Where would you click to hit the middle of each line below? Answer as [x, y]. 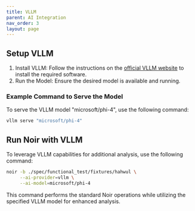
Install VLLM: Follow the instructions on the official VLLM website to [100, 68]
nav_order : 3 [23, 23]
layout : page [23, 29]
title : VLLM [21, 12]
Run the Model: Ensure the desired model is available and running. [97, 81]
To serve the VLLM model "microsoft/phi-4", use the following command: [97, 110]
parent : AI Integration [36, 18]
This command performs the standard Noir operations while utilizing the [96, 195]
